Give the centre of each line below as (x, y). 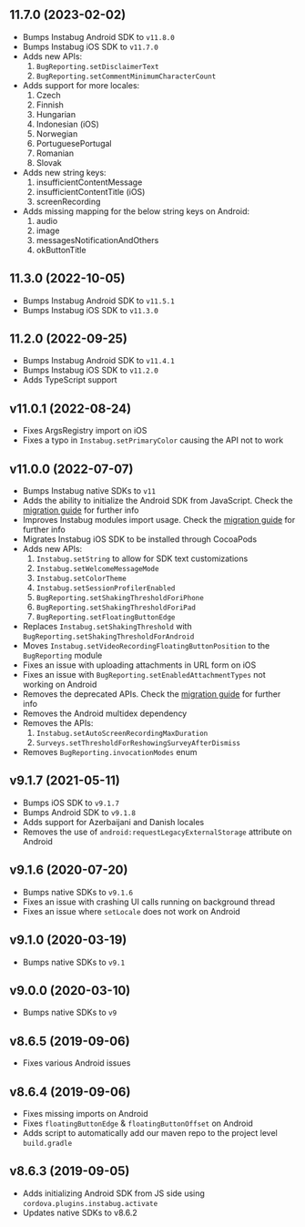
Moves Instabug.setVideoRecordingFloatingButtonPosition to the (146, 646)
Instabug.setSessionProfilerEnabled (106, 588)
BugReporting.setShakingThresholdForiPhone (120, 598)
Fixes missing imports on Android (85, 1113)
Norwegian (57, 133)
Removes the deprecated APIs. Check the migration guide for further (152, 694)
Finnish (50, 105)
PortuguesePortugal (74, 143)
